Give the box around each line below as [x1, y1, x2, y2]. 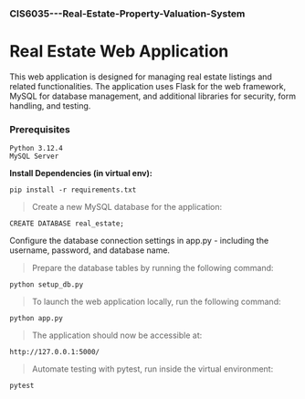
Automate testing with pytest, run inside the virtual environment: [31, 363, 274, 374]
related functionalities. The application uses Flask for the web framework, [9, 80, 287, 91]
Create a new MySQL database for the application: [31, 202, 223, 213]
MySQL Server [9, 152, 59, 162]
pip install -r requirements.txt [9, 185, 137, 194]
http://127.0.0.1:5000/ [9, 348, 100, 357]
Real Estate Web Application [9, 41, 229, 62]
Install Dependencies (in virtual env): [9, 168, 152, 179]
